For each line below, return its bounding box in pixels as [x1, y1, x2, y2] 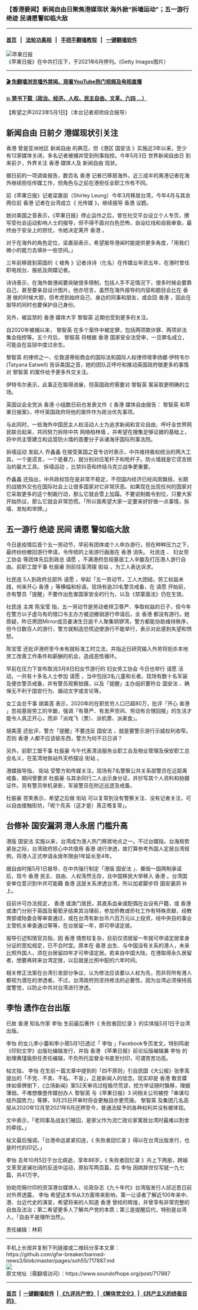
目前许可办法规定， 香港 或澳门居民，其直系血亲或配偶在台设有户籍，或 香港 [6, 900, 192, 907]
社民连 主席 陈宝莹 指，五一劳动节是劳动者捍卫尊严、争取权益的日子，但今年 [6, 603, 192, 610]
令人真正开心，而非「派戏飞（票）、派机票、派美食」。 [11, 714, 140, 722]
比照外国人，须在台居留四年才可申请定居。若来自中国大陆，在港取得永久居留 [6, 949, 192, 956]
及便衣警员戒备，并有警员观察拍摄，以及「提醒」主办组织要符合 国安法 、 [6, 680, 184, 687]
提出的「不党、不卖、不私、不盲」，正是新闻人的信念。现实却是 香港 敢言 [6, 1074, 182, 1081]
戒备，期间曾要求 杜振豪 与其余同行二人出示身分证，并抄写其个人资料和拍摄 [6, 774, 190, 782]
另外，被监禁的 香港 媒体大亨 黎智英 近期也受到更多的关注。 [6, 314, 151, 321]
